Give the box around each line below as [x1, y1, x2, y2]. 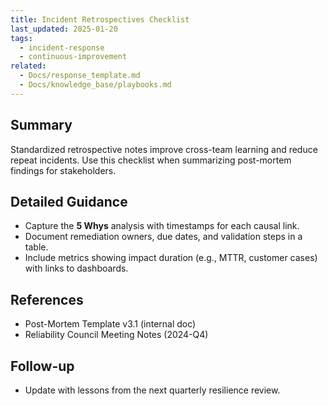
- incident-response [19, 42, 105, 53]
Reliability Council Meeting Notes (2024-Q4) [24, 329, 209, 341]
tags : [10, 33, 33, 43]
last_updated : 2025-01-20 [10, 24, 118, 34]
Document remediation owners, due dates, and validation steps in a [24, 231, 303, 243]
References [10, 291, 84, 308]
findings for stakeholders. [10, 164, 117, 176]
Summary [10, 117, 73, 134]
